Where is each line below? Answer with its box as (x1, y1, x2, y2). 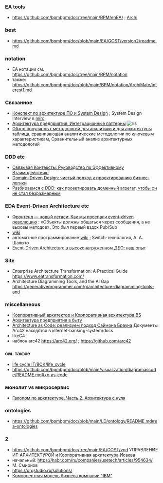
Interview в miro (12, 116, 45, 121)
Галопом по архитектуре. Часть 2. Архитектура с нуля (12, 395, 126, 401)
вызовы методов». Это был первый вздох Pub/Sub (12, 224, 118, 230)
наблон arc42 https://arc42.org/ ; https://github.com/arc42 (12, 338, 131, 344)
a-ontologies (12, 423, 38, 429)
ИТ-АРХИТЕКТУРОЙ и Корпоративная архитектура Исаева (12, 452, 135, 458)
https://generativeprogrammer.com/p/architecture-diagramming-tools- (12, 284, 155, 290)
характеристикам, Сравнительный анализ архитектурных (12, 136, 133, 142)
